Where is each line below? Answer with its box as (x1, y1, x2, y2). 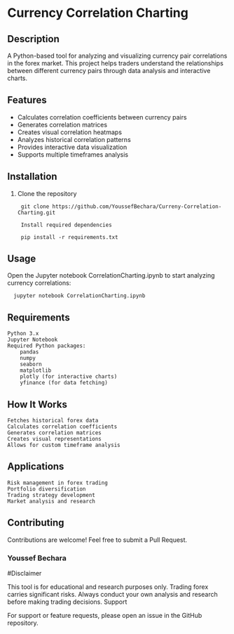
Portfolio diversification (7, 485, 86, 493)
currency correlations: (7, 279, 71, 287)
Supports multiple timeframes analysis (17, 150, 128, 159)
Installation (7, 171, 57, 183)
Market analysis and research (7, 498, 96, 505)
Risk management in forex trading (7, 479, 109, 486)
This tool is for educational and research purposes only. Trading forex (7, 582, 209, 591)
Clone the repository (17, 189, 77, 198)
